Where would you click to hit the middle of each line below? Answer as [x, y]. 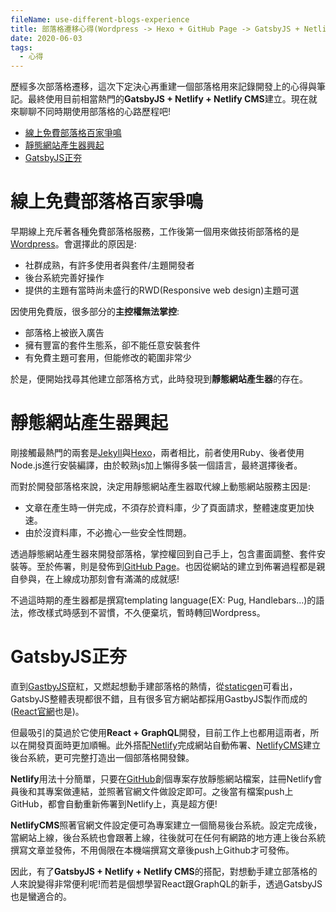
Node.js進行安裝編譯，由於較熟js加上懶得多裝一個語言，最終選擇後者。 [156, 465]
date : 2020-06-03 [46, 38]
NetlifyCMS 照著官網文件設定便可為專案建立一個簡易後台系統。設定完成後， [166, 825]
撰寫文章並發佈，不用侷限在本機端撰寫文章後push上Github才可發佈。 [152, 850]
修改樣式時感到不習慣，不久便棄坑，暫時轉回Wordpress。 [146, 612]
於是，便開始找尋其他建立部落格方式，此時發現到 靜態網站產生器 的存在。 [159, 379]
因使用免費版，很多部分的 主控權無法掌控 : [95, 312]
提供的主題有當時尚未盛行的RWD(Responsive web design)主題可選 [162, 290]
